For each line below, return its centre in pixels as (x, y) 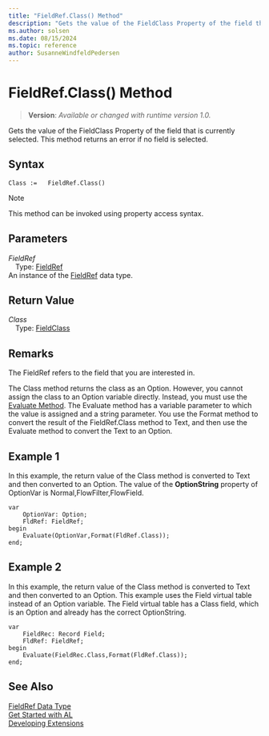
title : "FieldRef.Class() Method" (66, 16)
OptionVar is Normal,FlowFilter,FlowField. (76, 493)
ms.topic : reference (43, 46)
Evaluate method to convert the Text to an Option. (90, 431)
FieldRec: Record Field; (64, 634)
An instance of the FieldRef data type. (71, 275)
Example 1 (34, 456)
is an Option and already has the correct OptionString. (97, 612)
